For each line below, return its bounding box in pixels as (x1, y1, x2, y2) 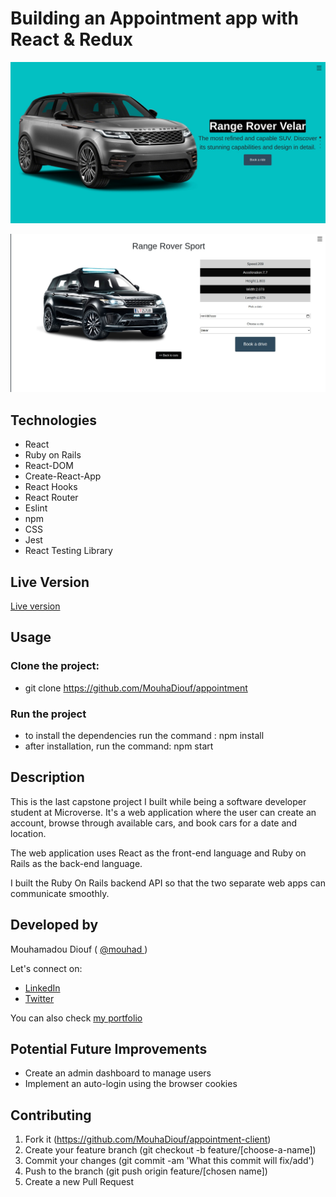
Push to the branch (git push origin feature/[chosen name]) (24, 1165, 268, 1177)
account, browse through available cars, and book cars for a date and (10, 817, 298, 829)
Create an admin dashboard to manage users (24, 1067, 212, 1079)
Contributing (10, 1107, 92, 1124)
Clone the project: (10, 659, 100, 673)
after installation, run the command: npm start (24, 740, 214, 752)
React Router (24, 492, 79, 504)
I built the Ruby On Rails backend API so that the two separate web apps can (10, 877, 326, 889)
